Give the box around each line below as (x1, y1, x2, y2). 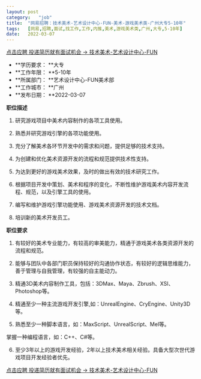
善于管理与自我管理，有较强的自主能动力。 (14, 267, 121, 274)
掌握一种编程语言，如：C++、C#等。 (6, 333, 98, 340)
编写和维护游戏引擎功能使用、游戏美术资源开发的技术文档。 (14, 201, 163, 208)
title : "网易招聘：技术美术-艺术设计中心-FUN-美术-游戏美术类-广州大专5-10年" (6, 20, 186, 26)
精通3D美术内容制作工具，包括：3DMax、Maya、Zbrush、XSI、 (14, 280, 174, 288)
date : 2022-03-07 (6, 31, 55, 37)
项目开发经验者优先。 (20, 354, 73, 361)
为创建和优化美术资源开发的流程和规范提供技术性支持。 (14, 155, 152, 162)
